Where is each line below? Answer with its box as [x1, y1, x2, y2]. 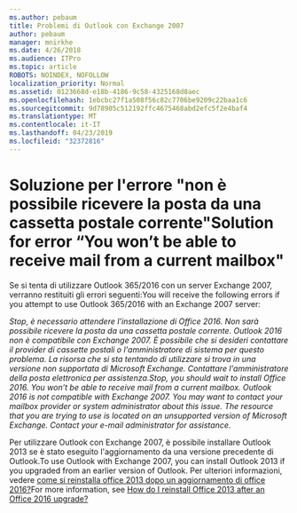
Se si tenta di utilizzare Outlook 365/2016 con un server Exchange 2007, [9, 280, 273, 290]
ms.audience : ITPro [9, 54, 82, 63]
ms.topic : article [9, 63, 77, 72]
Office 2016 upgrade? [9, 493, 89, 504]
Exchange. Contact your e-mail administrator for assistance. [9, 419, 231, 430]
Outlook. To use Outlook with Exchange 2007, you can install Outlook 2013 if [9, 455, 285, 466]
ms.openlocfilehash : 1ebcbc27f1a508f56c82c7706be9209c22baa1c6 [9, 95, 248, 105]
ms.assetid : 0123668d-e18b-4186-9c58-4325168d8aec [9, 87, 200, 96]
